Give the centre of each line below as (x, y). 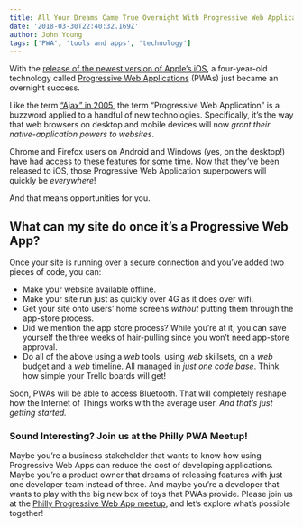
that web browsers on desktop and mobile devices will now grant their (140, 125)
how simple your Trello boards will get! (94, 376)
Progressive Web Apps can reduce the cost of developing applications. (141, 466)
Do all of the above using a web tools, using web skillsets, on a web (147, 357)
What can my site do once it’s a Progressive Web (149, 226)
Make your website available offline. (89, 289)
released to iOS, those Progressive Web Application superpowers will (138, 171)
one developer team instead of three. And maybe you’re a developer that (144, 485)
